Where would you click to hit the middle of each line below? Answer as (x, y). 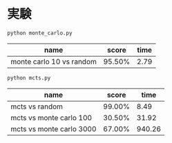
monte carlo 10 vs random (54, 61)
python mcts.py (29, 78)
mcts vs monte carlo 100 (51, 117)
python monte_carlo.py (40, 33)
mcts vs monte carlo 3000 (54, 128)
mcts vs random (37, 106)
